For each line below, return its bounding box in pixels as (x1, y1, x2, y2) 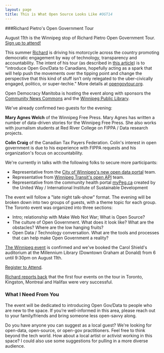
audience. (5, 343, 25, 349)
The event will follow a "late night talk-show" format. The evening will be (5, 194, 151, 200)
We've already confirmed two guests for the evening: (5, 105, 113, 111)
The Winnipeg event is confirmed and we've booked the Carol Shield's (5, 244, 147, 250)
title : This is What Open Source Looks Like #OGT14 (5, 12, 113, 17)
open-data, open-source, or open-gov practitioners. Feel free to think (5, 327, 145, 333)
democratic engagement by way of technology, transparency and (5, 54, 137, 60)
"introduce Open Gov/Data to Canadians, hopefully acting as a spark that (5, 65, 152, 71)
